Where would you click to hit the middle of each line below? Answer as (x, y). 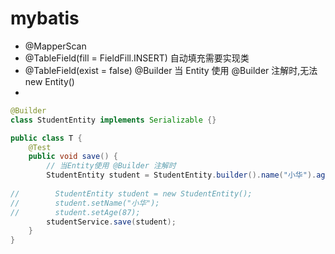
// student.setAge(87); (75, 212)
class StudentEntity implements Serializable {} (113, 120)
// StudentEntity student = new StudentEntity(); (131, 193)
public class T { (46, 138)
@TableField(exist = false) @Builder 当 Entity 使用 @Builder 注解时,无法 (171, 70)
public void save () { (73, 157)
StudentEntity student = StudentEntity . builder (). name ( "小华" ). (181, 175)
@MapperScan (55, 46)
